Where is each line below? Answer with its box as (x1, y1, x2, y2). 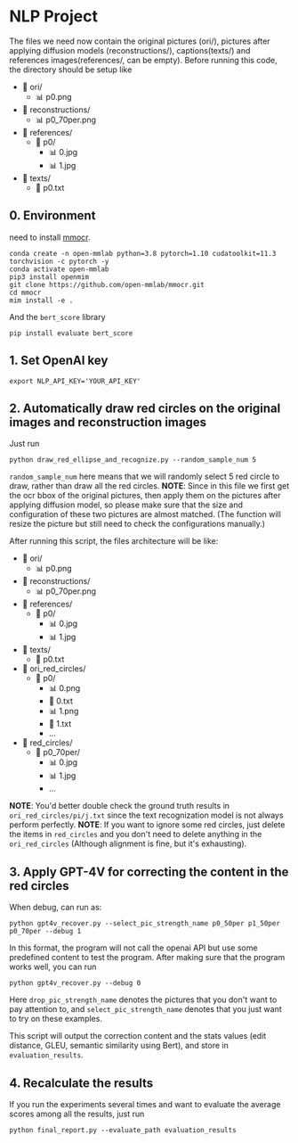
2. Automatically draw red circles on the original (9, 400, 281, 415)
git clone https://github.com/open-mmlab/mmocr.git (9, 280, 205, 289)
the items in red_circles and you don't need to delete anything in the (9, 829, 262, 840)
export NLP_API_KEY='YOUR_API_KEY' (9, 376, 141, 385)
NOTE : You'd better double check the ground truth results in (9, 801, 230, 811)
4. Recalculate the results (9, 1075, 154, 1090)
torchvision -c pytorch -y (9, 257, 109, 266)
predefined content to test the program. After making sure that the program (9, 952, 286, 963)
